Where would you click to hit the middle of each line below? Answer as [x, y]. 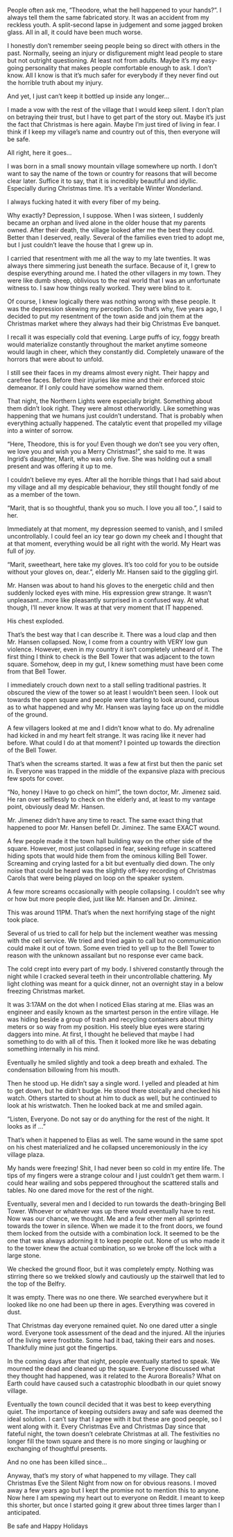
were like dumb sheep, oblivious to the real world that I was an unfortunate [114, 280]
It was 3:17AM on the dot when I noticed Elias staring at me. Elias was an [111, 1004]
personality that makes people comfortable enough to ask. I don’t [118, 68]
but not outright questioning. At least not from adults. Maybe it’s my [103, 61]
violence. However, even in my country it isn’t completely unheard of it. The [115, 649]
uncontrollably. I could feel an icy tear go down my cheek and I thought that [115, 536]
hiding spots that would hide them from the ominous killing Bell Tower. [107, 856]
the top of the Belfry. [37, 1284]
